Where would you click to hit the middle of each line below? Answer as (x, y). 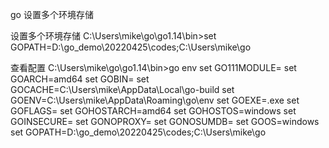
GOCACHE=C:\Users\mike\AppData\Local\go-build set (122, 89)
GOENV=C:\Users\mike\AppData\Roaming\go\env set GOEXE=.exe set (155, 100)
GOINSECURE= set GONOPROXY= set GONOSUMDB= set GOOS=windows (165, 121)
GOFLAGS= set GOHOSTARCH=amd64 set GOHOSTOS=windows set (153, 111)
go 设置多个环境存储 (52, 14)
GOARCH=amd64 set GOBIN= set (80, 79)
